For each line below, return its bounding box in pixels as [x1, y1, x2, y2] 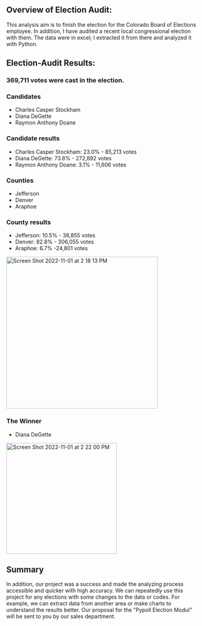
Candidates [6, 92, 41, 101]
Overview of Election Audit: [6, 5, 112, 15]
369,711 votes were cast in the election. [6, 76, 125, 84]
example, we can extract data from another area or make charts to [6, 600, 172, 607]
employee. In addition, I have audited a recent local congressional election [6, 27, 191, 35]
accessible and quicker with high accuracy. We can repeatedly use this [6, 587, 183, 594]
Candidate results [6, 134, 60, 143]
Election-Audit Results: [6, 58, 96, 69]
